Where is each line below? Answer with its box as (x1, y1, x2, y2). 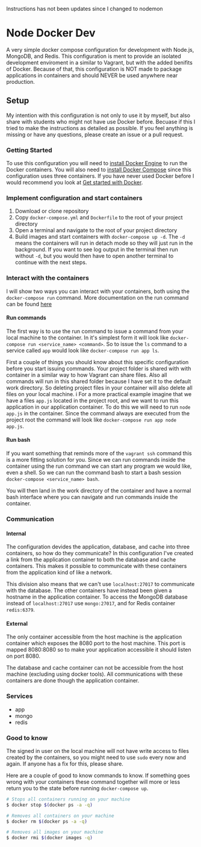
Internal (6, 530, 26, 537)
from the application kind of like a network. (6, 569, 113, 576)
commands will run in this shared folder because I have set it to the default (6, 377, 191, 385)
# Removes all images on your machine (6, 829, 104, 836)
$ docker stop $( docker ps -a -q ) (6, 802, 93, 808)
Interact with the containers (6, 274, 89, 282)
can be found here (6, 300, 52, 307)
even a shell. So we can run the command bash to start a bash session (6, 469, 182, 476)
